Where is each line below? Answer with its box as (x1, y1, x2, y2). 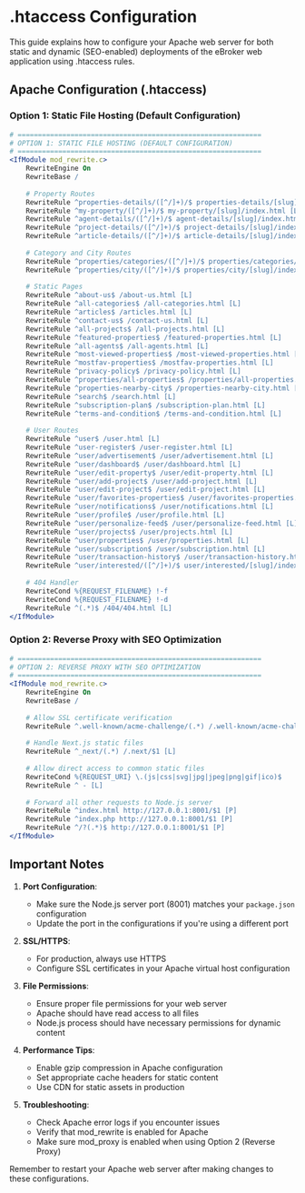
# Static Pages (25, 282, 84, 292)
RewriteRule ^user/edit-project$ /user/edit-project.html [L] (25, 485, 266, 495)
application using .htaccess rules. (9, 55, 135, 66)
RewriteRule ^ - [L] (25, 780, 103, 790)
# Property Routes (25, 189, 95, 198)
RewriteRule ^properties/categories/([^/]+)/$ (25, 256, 205, 266)
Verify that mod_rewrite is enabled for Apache (35, 1126, 209, 1138)
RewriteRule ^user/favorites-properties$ (25, 494, 184, 503)
